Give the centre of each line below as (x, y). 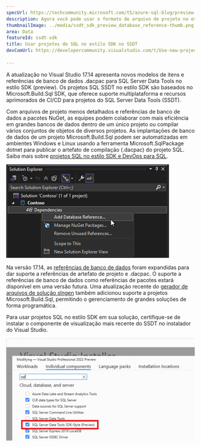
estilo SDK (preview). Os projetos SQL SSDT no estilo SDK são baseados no (100, 87)
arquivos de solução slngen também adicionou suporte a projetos (87, 292)
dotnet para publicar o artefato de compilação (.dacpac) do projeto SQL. (95, 149)
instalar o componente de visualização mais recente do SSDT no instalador (99, 323)
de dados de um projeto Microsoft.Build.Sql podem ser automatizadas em (97, 137)
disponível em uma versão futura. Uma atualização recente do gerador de (97, 286)
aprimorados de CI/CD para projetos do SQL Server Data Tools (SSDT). (94, 100)
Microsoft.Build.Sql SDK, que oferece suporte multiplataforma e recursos (96, 93)
